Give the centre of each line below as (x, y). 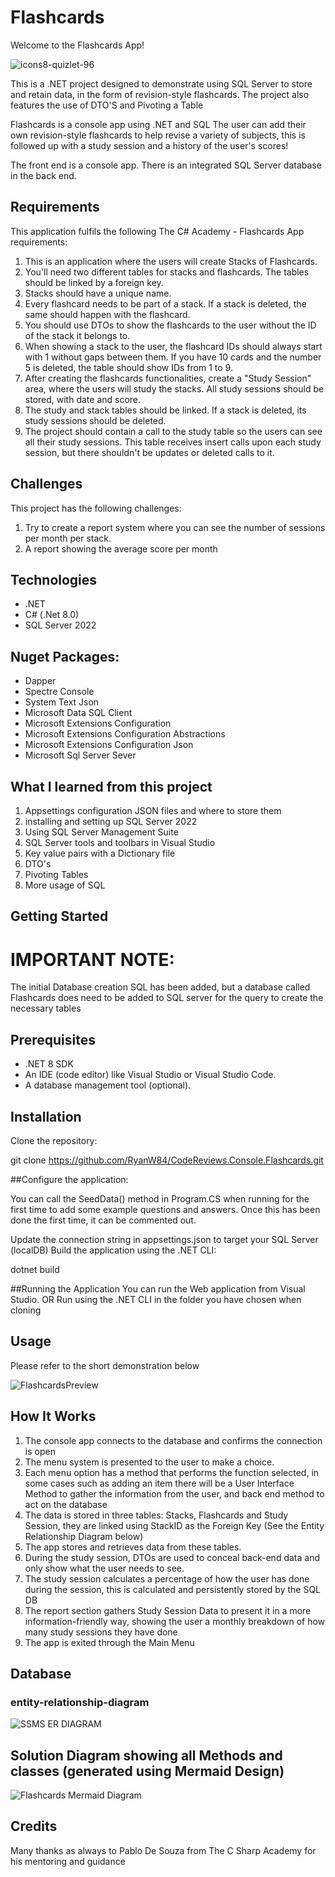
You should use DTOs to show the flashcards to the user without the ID (170, 325)
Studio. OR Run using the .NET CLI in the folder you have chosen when (156, 1299)
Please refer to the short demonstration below (105, 1365)
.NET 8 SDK (49, 1064)
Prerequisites (53, 1039)
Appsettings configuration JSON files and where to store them (153, 810)
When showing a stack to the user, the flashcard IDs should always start (173, 346)
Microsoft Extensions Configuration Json (109, 745)
